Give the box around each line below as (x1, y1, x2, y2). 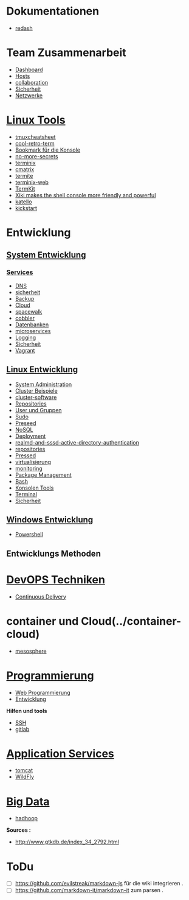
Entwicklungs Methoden (6, 548, 101, 558)
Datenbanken (15, 321, 49, 328)
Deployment (15, 432, 46, 440)
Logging (15, 334, 36, 341)
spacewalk (15, 308, 43, 315)
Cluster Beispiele (15, 387, 58, 394)
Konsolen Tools (15, 484, 54, 491)
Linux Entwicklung (6, 364, 78, 375)
